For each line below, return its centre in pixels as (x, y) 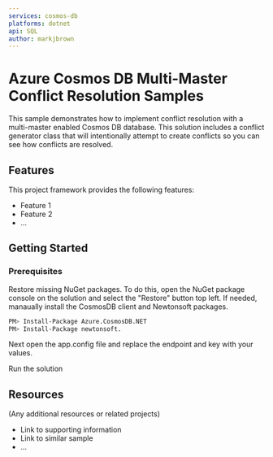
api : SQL (23, 31)
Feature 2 (36, 214)
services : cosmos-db (43, 16)
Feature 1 (35, 205)
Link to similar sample (56, 438)
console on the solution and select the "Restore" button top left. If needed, (133, 298)
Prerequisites (35, 272)
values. (20, 353)
